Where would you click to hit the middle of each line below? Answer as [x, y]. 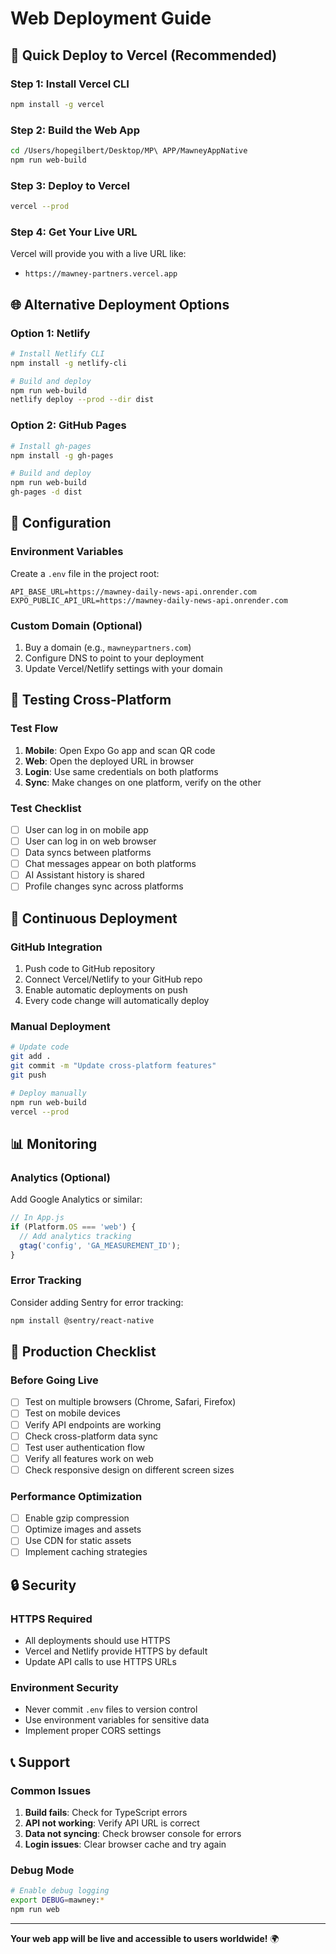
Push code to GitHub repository [90, 969]
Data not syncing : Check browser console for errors [133, 1834]
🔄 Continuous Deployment [94, 918]
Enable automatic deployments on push [106, 990]
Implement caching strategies [86, 1552]
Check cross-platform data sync [91, 1436]
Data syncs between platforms [88, 853]
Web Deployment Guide [111, 18]
